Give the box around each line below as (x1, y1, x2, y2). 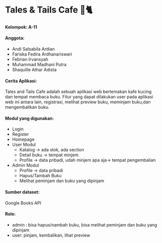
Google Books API (5, 200, 41, 206)
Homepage (12, 136, 35, 142)
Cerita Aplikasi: (5, 78, 37, 84)
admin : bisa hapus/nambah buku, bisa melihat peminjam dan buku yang (12, 222, 157, 227)
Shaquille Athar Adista (12, 67, 57, 73)
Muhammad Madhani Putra (12, 61, 67, 67)
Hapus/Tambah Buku (19, 173, 62, 179)
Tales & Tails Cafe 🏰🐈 (5, 4, 93, 16)
